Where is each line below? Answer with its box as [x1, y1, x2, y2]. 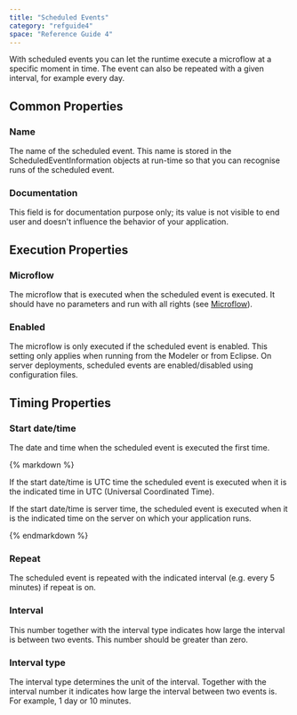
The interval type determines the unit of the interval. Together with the [9, 676, 267, 687]
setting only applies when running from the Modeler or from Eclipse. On [9, 351, 272, 362]
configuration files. [9, 370, 78, 380]
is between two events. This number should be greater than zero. [9, 634, 249, 645]
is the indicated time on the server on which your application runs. [9, 513, 252, 524]
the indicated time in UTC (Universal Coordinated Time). [9, 486, 215, 497]
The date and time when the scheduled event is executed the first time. [9, 443, 270, 453]
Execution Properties [9, 242, 129, 257]
